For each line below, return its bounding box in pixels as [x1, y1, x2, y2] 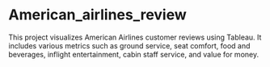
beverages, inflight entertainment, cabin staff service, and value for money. [8, 49, 259, 59]
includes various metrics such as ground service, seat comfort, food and [8, 40, 251, 50]
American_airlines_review [8, 6, 188, 24]
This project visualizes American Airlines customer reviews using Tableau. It [8, 32, 262, 42]
